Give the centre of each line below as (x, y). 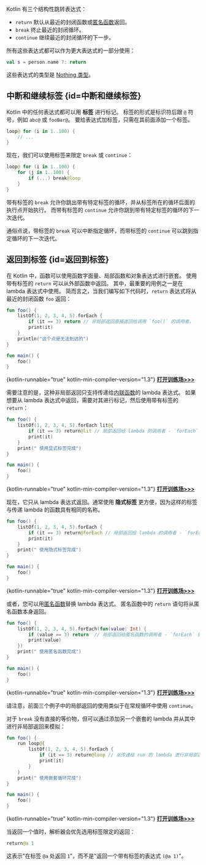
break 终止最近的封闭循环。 (50, 30)
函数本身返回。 (30, 611)
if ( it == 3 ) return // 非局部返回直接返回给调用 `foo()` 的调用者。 (111, 322)
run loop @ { (31, 744)
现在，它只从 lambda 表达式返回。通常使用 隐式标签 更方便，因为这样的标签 (102, 502)
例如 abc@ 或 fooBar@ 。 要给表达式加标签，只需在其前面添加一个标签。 (105, 119)
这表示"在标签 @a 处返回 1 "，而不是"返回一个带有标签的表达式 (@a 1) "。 (97, 856)
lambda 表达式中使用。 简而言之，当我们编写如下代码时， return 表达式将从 (101, 291)
